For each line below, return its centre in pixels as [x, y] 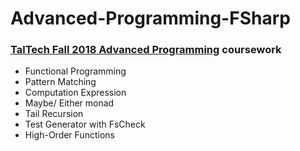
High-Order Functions [69, 135]
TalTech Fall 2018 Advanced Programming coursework [146, 50]
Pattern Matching [60, 82]
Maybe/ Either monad [69, 103]
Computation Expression [75, 93]
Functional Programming [75, 71]
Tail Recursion [54, 114]
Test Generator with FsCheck [85, 124]
